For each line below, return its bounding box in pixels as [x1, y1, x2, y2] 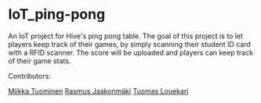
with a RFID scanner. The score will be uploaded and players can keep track [8, 48, 253, 57]
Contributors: [8, 71, 51, 80]
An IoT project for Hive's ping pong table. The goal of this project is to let [8, 31, 243, 41]
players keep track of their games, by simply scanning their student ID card [8, 39, 251, 48]
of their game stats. [8, 56, 71, 66]
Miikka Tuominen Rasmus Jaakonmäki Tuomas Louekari [8, 86, 189, 95]
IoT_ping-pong [8, 5, 106, 23]
